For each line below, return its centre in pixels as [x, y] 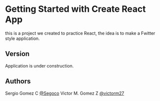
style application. [23, 38]
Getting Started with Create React [76, 9]
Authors [18, 82]
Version [17, 54]
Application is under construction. [39, 66]
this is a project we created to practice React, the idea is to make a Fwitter [80, 33]
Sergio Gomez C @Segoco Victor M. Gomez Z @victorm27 [65, 93]
